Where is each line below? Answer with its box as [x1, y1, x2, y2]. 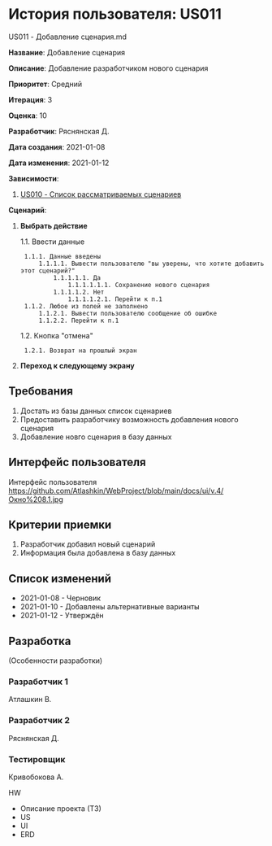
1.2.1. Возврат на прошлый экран [24, 347, 137, 355]
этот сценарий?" [19, 266, 76, 275]
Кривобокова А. [8, 772, 64, 782]
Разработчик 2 [8, 715, 71, 726]
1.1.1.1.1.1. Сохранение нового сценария [67, 281, 210, 289]
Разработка [8, 634, 71, 648]
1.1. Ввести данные [19, 237, 85, 246]
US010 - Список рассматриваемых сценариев [19, 189, 182, 199]
